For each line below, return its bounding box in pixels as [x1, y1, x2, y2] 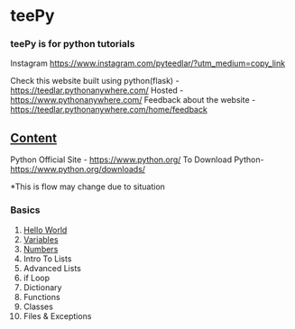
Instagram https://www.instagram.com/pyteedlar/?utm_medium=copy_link [10, 58, 286, 69]
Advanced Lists [23, 262, 82, 273]
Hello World [23, 224, 68, 235]
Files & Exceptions [23, 310, 92, 321]
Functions [23, 291, 61, 302]
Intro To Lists [23, 253, 72, 264]
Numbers [23, 243, 59, 254]
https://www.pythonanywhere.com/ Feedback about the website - [10, 95, 256, 105]
